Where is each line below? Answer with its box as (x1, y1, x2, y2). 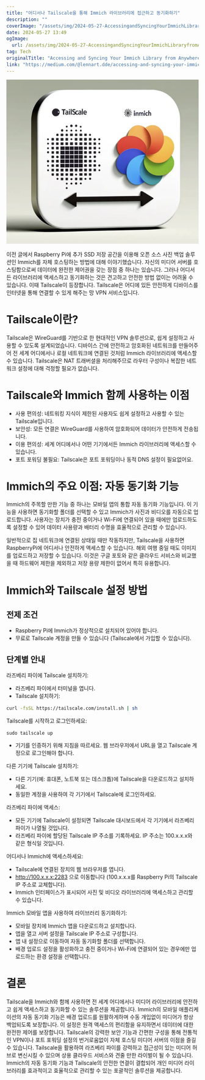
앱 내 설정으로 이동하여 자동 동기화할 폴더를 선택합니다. (15, 937, 146, 945)
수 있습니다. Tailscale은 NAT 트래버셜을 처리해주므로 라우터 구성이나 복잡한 (6, 357, 185, 364)
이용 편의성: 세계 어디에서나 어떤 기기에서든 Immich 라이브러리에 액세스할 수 (15, 440, 196, 448)
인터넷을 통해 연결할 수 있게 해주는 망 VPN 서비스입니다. (6, 288, 140, 296)
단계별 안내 (6, 654, 46, 664)
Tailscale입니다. (15, 417, 54, 425)
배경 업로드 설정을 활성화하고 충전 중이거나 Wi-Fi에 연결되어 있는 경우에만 (15, 945, 190, 953)
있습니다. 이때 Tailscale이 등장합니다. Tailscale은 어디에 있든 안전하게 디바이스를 (6, 281, 198, 288)
